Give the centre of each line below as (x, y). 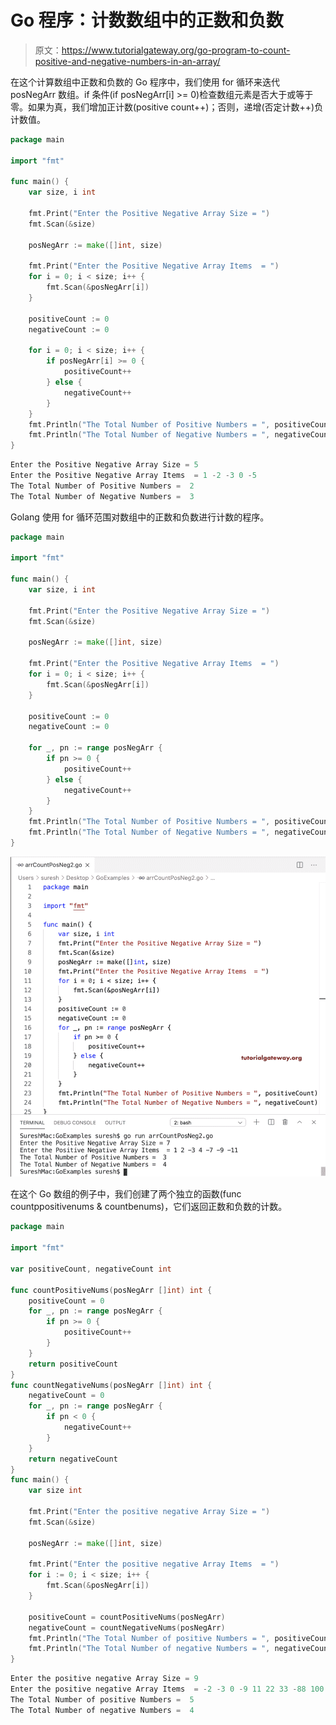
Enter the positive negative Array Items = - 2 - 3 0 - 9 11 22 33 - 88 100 (167, 1689)
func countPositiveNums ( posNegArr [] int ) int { (111, 1290)
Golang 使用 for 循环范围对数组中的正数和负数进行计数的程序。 (140, 517)
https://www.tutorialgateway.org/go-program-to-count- (176, 50)
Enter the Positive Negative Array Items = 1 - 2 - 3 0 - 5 (133, 476)
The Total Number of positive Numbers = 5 (102, 1699)
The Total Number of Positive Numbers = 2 (102, 486)
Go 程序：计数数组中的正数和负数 (147, 20)
